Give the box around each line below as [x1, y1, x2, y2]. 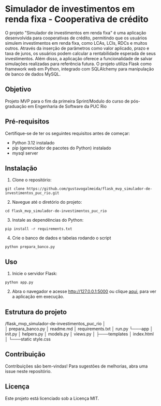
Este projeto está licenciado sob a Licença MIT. [5, 395, 99, 401]
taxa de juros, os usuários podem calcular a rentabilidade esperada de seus [5, 50, 156, 56]
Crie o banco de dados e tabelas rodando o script [12, 235, 111, 241]
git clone [5, 186, 25, 192]
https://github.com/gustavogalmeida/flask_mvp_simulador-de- [26, 186, 152, 192]
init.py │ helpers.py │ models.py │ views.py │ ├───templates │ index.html [5, 331, 154, 336]
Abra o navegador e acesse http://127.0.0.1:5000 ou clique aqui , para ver [12, 288, 156, 295]
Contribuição [5, 350, 46, 358]
